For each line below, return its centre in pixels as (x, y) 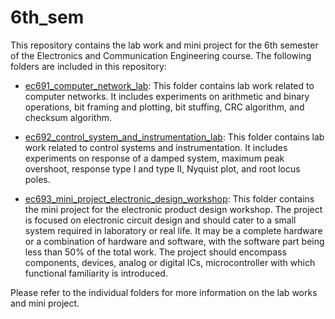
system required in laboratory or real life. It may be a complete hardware (173, 230)
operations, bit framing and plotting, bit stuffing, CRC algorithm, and (164, 107)
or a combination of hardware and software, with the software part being (174, 241)
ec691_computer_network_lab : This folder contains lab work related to (169, 85)
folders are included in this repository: (88, 66)
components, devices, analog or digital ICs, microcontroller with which (170, 262)
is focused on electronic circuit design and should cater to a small (160, 220)
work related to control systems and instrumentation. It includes (156, 147)
